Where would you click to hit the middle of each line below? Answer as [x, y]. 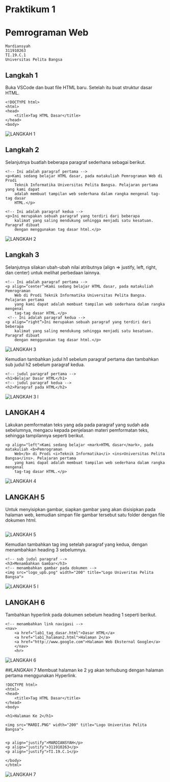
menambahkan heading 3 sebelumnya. [46, 550]
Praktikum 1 [31, 9]
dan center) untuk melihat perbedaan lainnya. [53, 272]
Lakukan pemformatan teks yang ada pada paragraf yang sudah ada [77, 425]
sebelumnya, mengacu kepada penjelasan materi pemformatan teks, [77, 430]
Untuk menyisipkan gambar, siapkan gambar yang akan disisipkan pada [81, 510]
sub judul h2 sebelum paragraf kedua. [45, 365]
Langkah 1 [22, 75]
